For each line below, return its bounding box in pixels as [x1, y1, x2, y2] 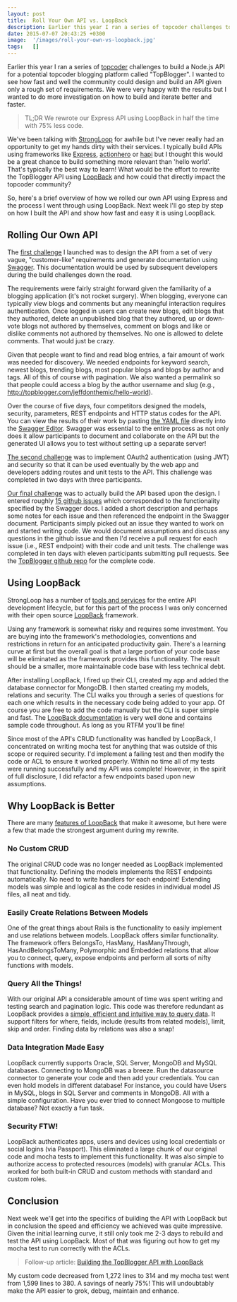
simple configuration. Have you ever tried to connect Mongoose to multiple [7, 1096, 226, 1104]
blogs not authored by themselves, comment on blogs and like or [21, 321, 210, 330]
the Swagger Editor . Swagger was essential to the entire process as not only [7, 424, 229, 432]
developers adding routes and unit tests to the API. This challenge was [7, 468, 212, 476]
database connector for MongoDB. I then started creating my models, [7, 683, 209, 692]
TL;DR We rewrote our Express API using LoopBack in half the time [24, 114, 219, 122]
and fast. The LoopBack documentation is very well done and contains [7, 713, 212, 721]
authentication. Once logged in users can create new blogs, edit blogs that [7, 307, 224, 315]
